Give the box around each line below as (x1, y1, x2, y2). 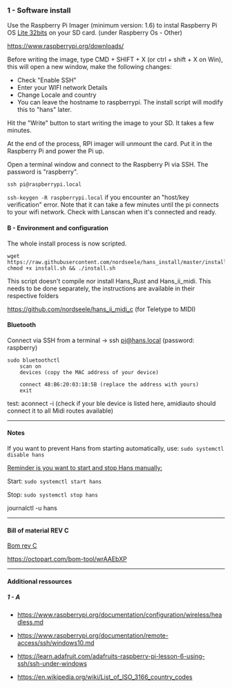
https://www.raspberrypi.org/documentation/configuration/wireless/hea (17, 611, 222, 619)
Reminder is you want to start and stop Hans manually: (7, 463, 163, 472)
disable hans (7, 452, 45, 458)
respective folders (7, 291, 59, 299)
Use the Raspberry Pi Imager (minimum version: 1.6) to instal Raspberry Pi (7, 21, 217, 30)
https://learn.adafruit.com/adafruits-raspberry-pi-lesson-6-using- (17, 652, 205, 660)
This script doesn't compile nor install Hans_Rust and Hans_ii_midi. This (7, 277, 211, 285)
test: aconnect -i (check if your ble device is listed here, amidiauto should (7, 399, 216, 407)
